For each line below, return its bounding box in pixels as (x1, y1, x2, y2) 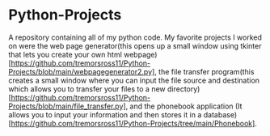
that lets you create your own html (8, 49, 123, 59)
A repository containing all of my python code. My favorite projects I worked (8, 32, 263, 42)
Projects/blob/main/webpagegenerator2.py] (8, 66, 155, 76)
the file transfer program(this (158, 66, 255, 76)
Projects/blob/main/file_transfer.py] (8, 101, 127, 111)
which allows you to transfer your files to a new (8, 83, 166, 94)
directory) (167, 83, 200, 94)
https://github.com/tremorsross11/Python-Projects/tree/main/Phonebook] (11, 118, 255, 128)
